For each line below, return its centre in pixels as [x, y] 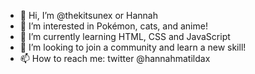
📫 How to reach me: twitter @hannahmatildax [115, 58]
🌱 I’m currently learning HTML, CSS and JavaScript [125, 36]
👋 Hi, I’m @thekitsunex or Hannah [88, 15]
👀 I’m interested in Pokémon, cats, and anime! [113, 26]
